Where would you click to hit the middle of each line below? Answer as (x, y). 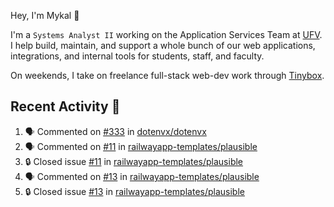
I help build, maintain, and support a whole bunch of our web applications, (163, 45)
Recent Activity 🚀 (65, 106)
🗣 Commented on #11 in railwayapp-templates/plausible (141, 146)
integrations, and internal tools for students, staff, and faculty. (137, 56)
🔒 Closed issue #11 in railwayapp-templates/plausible (134, 161)
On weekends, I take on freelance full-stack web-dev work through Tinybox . (167, 75)
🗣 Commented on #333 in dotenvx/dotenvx (115, 131)
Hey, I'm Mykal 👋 (45, 15)
